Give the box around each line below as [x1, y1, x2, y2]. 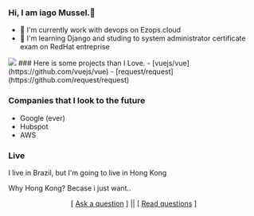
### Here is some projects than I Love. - [18, 59, 151, 68]
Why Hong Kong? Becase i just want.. [8, 183, 131, 193]
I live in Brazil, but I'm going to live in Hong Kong [8, 168, 167, 177]
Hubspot [19, 121, 49, 131]
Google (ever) [19, 113, 66, 122]
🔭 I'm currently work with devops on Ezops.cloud [19, 25, 182, 35]
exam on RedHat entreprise [19, 42, 110, 52]
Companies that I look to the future [8, 95, 146, 106]
